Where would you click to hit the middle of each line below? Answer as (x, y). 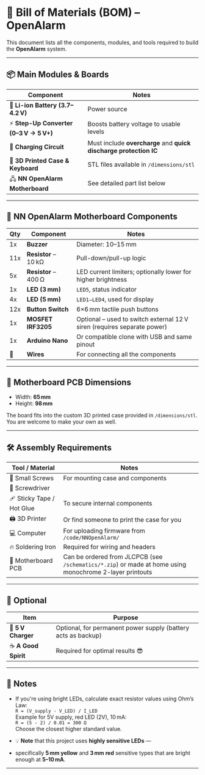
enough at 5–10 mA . (40, 759)
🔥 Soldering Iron (33, 547)
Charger (22, 635)
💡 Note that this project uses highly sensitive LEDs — (83, 740)
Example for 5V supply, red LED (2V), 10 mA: (71, 717)
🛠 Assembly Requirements (59, 448)
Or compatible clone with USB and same (134, 337)
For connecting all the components (126, 354)
